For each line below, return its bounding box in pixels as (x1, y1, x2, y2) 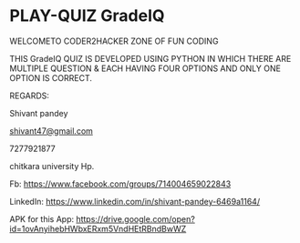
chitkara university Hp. (9, 160, 95, 171)
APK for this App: (9, 213, 75, 224)
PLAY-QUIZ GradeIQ (9, 5, 166, 26)
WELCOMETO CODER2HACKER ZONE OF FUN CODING (9, 35, 219, 46)
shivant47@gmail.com (9, 125, 94, 137)
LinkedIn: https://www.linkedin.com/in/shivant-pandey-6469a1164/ (9, 196, 261, 207)
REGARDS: (9, 90, 50, 101)
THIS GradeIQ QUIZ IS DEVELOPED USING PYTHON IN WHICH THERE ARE (9, 53, 292, 64)
